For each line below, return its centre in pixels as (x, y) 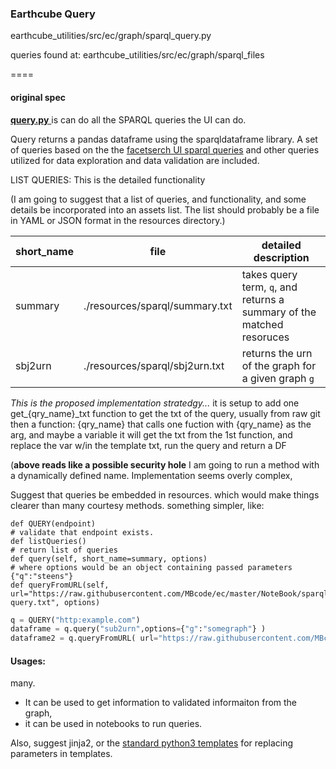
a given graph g (278, 378)
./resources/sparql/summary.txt (158, 305)
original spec (38, 97)
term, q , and (269, 287)
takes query (269, 274)
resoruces (265, 337)
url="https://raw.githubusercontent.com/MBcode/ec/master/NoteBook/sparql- (171, 593)
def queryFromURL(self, (60, 585)
